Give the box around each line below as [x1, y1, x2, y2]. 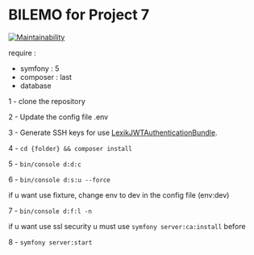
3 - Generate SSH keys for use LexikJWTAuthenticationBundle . [8, 127, 218, 137]
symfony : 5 [19, 63, 60, 73]
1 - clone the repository [8, 96, 86, 106]
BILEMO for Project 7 [8, 6, 150, 24]
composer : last [19, 72, 73, 82]
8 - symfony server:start [8, 236, 93, 247]
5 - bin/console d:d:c [8, 159, 82, 169]
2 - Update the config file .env [8, 111, 109, 122]
